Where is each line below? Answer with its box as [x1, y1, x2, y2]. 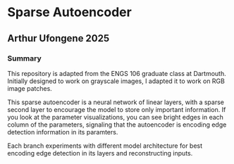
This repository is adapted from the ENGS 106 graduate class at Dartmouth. [7, 69, 227, 77]
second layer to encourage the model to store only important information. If [7, 105, 226, 113]
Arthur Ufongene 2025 [7, 32, 110, 44]
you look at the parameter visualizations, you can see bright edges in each [7, 113, 224, 121]
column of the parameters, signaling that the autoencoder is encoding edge [7, 120, 227, 129]
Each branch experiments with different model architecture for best [7, 141, 203, 150]
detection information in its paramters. [7, 127, 118, 136]
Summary [7, 53, 42, 63]
